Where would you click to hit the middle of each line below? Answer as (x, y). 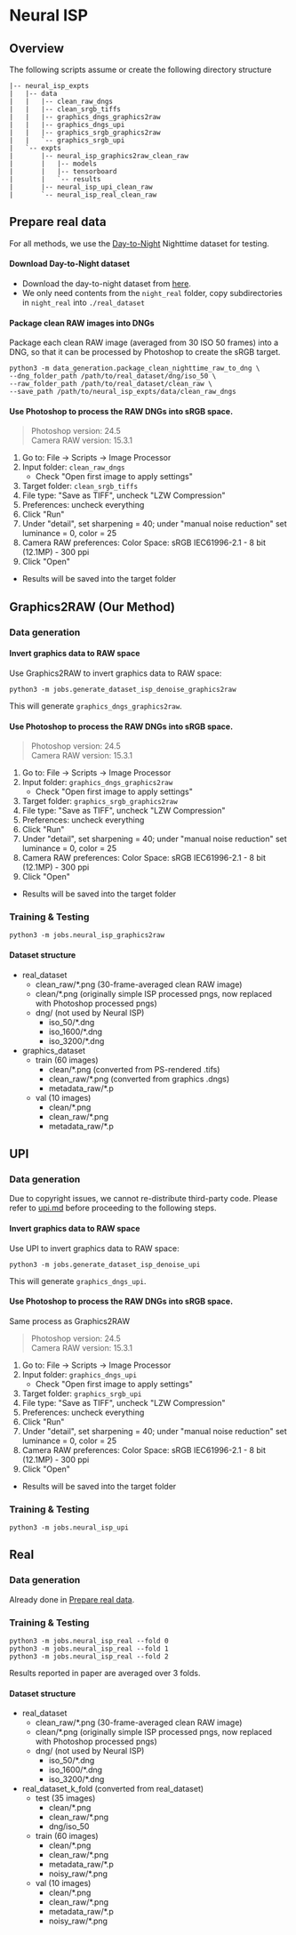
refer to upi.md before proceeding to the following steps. (113, 1208)
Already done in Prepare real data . (72, 1599)
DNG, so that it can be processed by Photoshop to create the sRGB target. (145, 352)
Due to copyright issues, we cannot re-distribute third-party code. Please (144, 1199)
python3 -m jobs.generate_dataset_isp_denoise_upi (105, 1265)
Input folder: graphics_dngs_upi (80, 1374)
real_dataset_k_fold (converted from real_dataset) (113, 1789)
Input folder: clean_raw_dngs (73, 467)
